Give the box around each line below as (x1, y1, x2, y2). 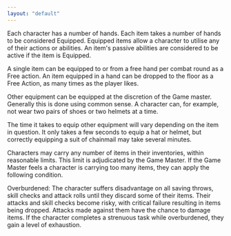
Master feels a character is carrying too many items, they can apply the (7, 163, 210, 171)
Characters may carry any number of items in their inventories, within (7, 148, 205, 157)
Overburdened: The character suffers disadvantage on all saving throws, (7, 184, 214, 192)
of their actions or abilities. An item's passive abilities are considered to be (7, 43, 219, 52)
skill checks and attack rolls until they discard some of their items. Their (7, 191, 211, 199)
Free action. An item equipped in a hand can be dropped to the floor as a (7, 72, 214, 80)
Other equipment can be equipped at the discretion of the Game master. (7, 92, 212, 101)
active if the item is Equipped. (7, 51, 92, 59)
